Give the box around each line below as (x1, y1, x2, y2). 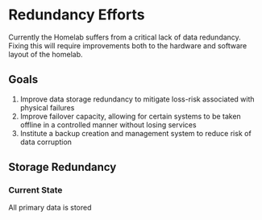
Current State (8, 185, 63, 196)
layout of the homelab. (8, 49, 83, 59)
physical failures (19, 102, 75, 112)
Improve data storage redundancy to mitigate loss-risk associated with (19, 94, 256, 104)
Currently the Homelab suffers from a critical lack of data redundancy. (8, 32, 242, 42)
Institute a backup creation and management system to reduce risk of (19, 128, 252, 138)
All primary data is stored (8, 203, 92, 213)
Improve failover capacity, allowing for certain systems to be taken (19, 111, 242, 121)
